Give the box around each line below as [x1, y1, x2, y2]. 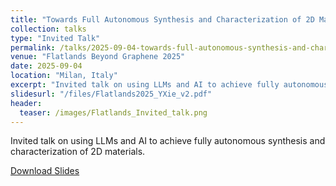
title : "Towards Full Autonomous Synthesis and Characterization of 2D [10, 14, 315, 25]
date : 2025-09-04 [10, 61, 83, 71]
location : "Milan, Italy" [10, 71, 118, 81]
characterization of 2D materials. [10, 146, 146, 158]
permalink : [10, 42, 56, 53]
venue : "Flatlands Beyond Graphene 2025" [10, 52, 186, 62]
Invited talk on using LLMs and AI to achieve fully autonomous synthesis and [10, 135, 326, 147]
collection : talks [10, 24, 87, 34]
